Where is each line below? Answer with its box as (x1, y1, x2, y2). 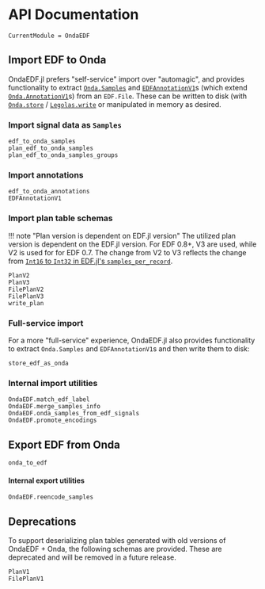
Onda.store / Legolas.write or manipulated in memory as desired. (8, 99, 221, 109)
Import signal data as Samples (8, 119, 123, 130)
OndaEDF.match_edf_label (8, 396, 90, 404)
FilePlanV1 (8, 575, 44, 583)
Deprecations (8, 514, 77, 528)
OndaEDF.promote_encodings (8, 416, 97, 425)
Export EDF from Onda (8, 438, 120, 451)
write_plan (8, 299, 44, 307)
